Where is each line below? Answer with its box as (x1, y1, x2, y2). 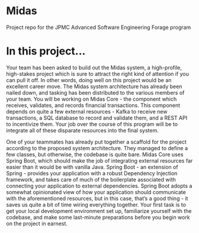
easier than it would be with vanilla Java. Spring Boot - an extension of (6, 163, 179, 170)
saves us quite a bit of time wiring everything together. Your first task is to (6, 201, 187, 208)
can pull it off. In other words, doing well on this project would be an (6, 76, 172, 83)
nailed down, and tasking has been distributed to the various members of (6, 89, 185, 96)
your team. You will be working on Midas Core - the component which (6, 95, 177, 102)
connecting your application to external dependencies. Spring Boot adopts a (6, 182, 192, 189)
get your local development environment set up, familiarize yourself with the (6, 207, 192, 214)
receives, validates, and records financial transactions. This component (6, 102, 181, 109)
